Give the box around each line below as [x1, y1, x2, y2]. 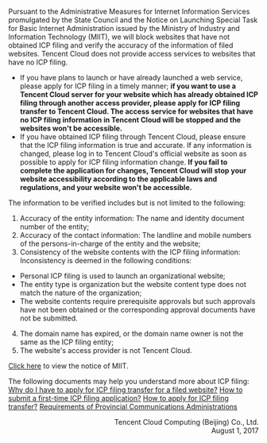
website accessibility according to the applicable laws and [19, 174, 218, 184]
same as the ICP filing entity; [19, 337, 114, 347]
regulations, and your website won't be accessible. [19, 183, 192, 192]
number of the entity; [19, 222, 90, 231]
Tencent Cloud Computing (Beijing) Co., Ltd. [114, 418, 259, 426]
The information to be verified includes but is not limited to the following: [8, 198, 246, 208]
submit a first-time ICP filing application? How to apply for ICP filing [8, 394, 229, 402]
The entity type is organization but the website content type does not [19, 280, 246, 289]
